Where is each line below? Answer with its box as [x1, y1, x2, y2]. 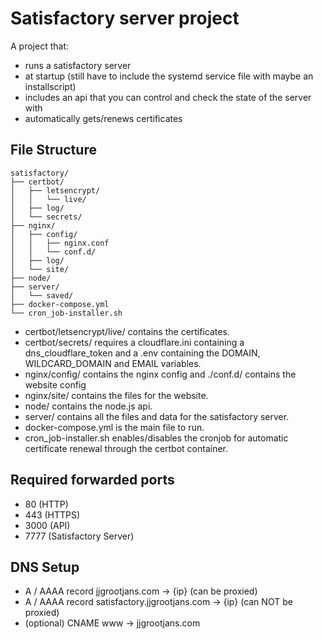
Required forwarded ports [10, 472, 175, 489]
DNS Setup [10, 558, 80, 576]
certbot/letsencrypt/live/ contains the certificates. [24, 325, 230, 337]
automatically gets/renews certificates [24, 112, 183, 124]
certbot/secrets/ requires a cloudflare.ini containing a [24, 336, 245, 348]
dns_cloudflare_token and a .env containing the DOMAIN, [24, 347, 261, 359]
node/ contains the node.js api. [24, 400, 153, 412]
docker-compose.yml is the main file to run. [24, 421, 205, 433]
